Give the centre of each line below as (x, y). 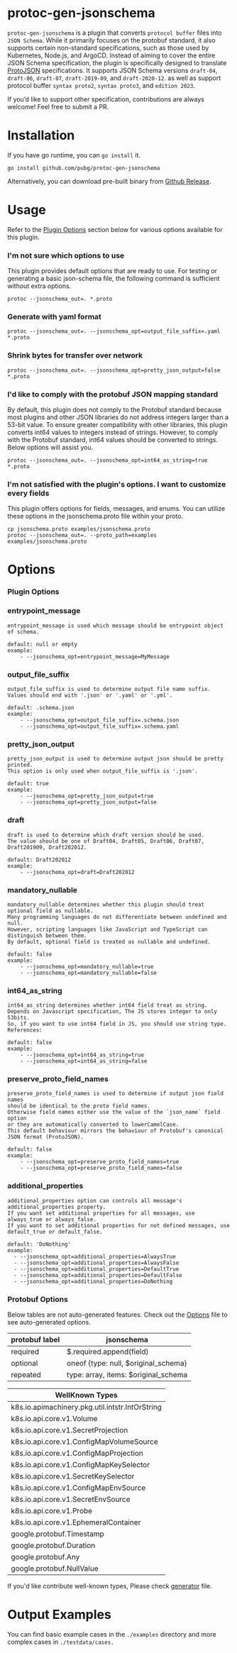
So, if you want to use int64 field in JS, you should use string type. (117, 1024)
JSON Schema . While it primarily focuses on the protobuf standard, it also (111, 40)
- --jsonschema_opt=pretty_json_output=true (87, 796)
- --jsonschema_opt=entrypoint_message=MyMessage (95, 657)
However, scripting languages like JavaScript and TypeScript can (108, 929)
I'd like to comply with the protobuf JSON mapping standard (113, 394)
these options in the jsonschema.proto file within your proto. (95, 516)
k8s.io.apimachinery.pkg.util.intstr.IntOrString (86, 1408)
